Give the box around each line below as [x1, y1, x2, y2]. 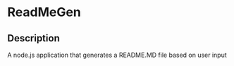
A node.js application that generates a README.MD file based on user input [7, 51, 227, 59]
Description [7, 32, 60, 44]
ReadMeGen [7, 4, 81, 20]
